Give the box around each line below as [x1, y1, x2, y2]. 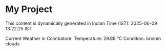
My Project [5, 4, 53, 15]
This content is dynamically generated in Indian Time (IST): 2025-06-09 [5, 20, 157, 26]
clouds [5, 40, 20, 46]
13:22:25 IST [5, 25, 32, 31]
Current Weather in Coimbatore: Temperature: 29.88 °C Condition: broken [5, 35, 161, 41]
